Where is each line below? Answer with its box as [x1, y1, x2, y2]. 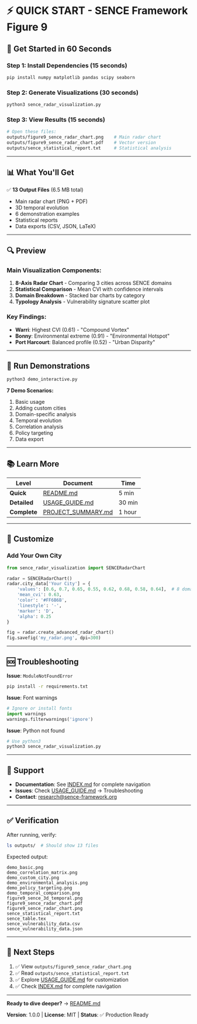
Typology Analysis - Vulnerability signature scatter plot [15, 298, 150, 305]
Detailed [9, 499, 34, 507]
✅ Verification [6, 816, 59, 826]
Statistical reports [15, 217, 58, 224]
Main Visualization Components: [6, 266, 102, 274]
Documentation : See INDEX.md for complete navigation [15, 781, 151, 788]
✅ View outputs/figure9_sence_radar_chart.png [15, 963, 132, 970]
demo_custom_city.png [6, 875, 60, 881]
